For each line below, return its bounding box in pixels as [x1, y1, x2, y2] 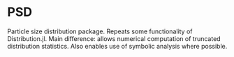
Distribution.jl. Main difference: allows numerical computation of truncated [7, 34, 221, 42]
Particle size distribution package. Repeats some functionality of [7, 27, 193, 35]
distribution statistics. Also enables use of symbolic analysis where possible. [7, 42, 228, 50]
